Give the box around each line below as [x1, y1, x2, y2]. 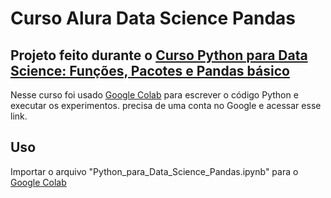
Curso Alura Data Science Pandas [10, 7, 296, 30]
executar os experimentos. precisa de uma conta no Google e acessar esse [10, 100, 322, 111]
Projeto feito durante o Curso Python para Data [10, 47, 308, 64]
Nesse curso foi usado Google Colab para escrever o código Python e [10, 89, 299, 101]
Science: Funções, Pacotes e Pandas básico [10, 62, 290, 79]
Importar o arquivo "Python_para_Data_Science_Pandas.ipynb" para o [10, 165, 299, 177]
